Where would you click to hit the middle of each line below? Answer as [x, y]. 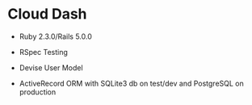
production [38, 92]
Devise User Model [51, 67]
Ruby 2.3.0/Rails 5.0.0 [55, 36]
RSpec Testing [43, 52]
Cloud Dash [47, 14]
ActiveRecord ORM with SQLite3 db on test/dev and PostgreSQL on [131, 83]
